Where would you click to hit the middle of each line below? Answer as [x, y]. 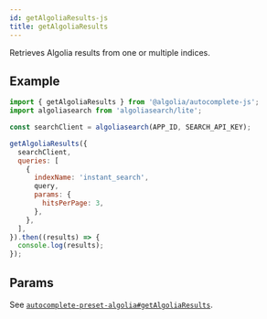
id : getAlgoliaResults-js [59, 18]
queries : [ [38, 161]
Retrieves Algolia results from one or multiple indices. [110, 52]
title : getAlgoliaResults [59, 27]
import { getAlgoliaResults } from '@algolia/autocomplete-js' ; [134, 102]
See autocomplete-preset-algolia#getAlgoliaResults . [111, 304]
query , [46, 186]
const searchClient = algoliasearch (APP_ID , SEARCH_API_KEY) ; [130, 128]
